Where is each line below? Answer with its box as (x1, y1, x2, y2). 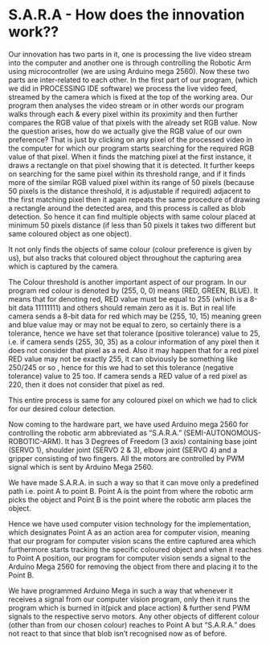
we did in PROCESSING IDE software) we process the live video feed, (8, 83, 238, 93)
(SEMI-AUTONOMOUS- (183, 428, 262, 438)
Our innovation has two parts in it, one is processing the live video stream (8, 49, 252, 59)
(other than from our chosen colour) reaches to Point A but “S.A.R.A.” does (8, 619, 256, 629)
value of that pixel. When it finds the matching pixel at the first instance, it (8, 151, 252, 162)
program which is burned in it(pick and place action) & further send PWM (8, 603, 251, 612)
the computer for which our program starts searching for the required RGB (8, 143, 255, 153)
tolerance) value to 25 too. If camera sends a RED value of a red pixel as (8, 371, 247, 381)
